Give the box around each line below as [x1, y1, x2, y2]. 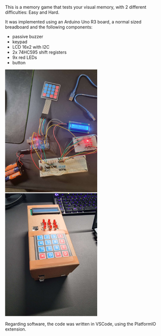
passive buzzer [12, 34, 43, 39]
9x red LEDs [12, 55, 37, 60]
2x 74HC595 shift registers [12, 49, 67, 55]
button [12, 60, 26, 65]
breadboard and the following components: [5, 24, 93, 30]
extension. [5, 326, 27, 332]
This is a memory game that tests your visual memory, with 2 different [5, 4, 146, 10]
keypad [12, 39, 28, 45]
